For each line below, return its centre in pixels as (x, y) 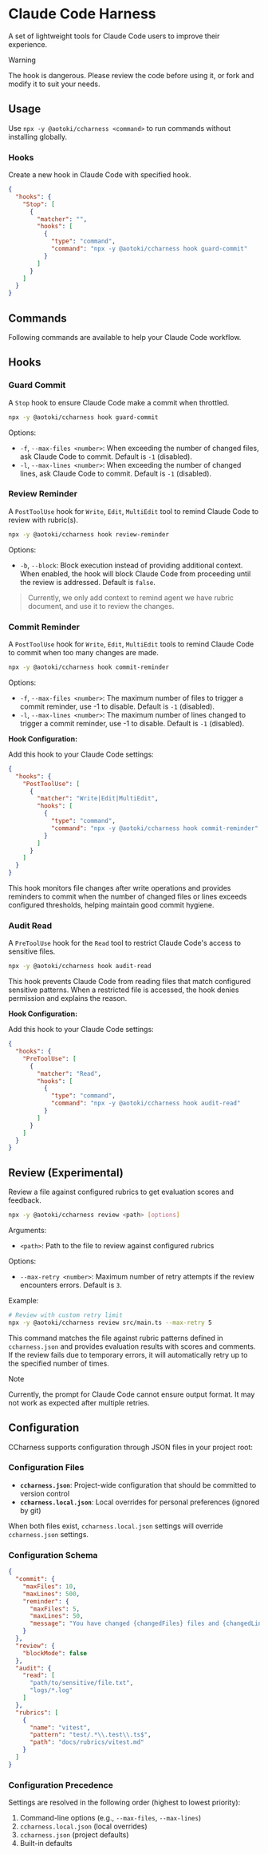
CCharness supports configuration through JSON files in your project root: (131, 1447)
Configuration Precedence (61, 1785)
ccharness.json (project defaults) (74, 1835)
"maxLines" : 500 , (51, 1594)
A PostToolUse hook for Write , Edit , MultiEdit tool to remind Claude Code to (134, 511)
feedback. (25, 1200)
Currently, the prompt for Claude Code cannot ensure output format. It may (132, 1394)
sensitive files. (32, 951)
